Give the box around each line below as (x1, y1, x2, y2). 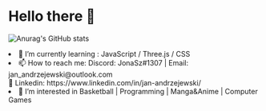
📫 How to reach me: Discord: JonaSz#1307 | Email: (18, 57, 189, 67)
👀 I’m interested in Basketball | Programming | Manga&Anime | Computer (18, 86, 258, 96)
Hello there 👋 (8, 7, 96, 26)
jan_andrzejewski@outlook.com (8, 69, 114, 79)
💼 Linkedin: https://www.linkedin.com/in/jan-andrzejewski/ (8, 77, 202, 87)
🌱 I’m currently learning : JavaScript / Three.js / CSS (18, 49, 191, 58)
